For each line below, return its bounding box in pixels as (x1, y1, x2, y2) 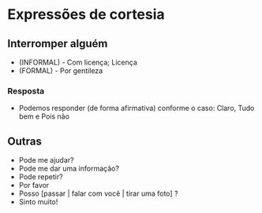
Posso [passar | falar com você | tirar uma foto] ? (18, 189, 178, 198)
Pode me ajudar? (18, 156, 74, 165)
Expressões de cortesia (7, 6, 165, 24)
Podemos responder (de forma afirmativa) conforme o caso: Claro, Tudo (18, 104, 255, 113)
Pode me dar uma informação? (18, 163, 120, 174)
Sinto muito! (18, 197, 58, 207)
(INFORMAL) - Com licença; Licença (18, 57, 137, 67)
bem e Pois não (18, 112, 70, 121)
